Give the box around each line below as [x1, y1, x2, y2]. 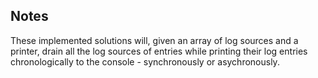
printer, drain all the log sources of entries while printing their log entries [10, 45, 308, 57]
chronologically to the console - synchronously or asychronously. [10, 55, 280, 68]
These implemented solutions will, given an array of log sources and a [10, 34, 299, 46]
